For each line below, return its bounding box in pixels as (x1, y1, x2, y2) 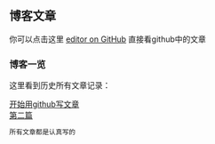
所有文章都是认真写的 (9, 128, 76, 137)
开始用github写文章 (9, 99, 80, 109)
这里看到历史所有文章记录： (9, 80, 111, 91)
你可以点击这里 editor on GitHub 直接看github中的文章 (9, 34, 207, 44)
